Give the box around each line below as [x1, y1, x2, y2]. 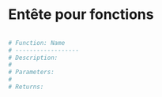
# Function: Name [8, 39, 66, 47]
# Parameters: [8, 69, 55, 76]
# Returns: [8, 83, 44, 91]
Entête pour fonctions [8, 6, 154, 24]
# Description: [8, 54, 58, 62]
